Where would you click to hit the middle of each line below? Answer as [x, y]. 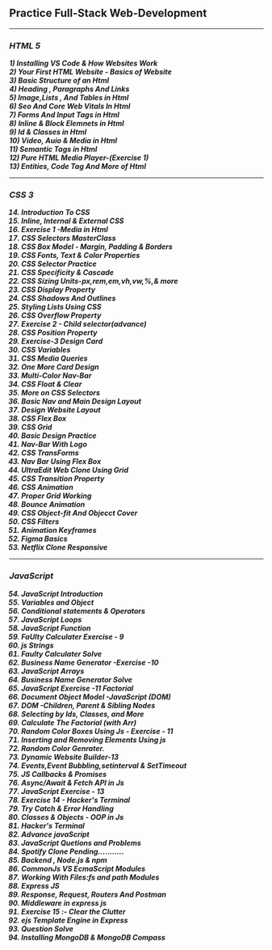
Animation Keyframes [59, 530]
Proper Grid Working [56, 496]
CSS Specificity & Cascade [67, 272]
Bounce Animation [53, 505]
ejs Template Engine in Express [74, 920]
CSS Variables [46, 350]
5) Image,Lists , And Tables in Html [69, 98]
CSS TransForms [50, 453]
